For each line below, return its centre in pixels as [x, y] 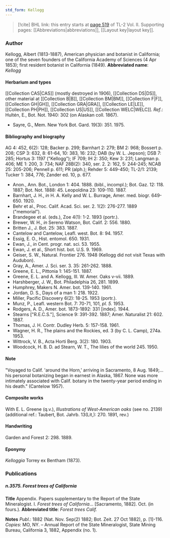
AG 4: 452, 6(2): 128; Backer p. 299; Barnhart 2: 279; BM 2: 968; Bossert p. [84, 148]
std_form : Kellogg [25, 10]
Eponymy [15, 449]
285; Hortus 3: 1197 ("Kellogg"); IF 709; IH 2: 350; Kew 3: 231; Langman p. [82, 159]
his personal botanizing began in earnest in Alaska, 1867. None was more [82, 375]
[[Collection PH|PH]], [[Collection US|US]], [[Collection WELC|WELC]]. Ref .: [84, 109]
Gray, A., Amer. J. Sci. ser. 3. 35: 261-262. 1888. [62, 266]
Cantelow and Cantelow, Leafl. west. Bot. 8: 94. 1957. [68, 233]
